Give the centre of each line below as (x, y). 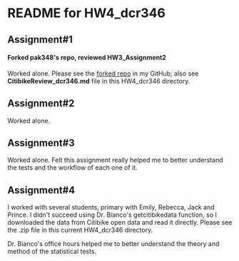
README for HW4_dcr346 (87, 13)
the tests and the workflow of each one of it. (72, 168)
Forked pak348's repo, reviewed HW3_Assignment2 (87, 58)
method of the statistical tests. (52, 252)
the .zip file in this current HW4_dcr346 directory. (80, 230)
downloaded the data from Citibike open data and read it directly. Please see (120, 222)
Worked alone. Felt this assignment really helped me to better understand (115, 160)
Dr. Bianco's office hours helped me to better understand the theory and (113, 244)
